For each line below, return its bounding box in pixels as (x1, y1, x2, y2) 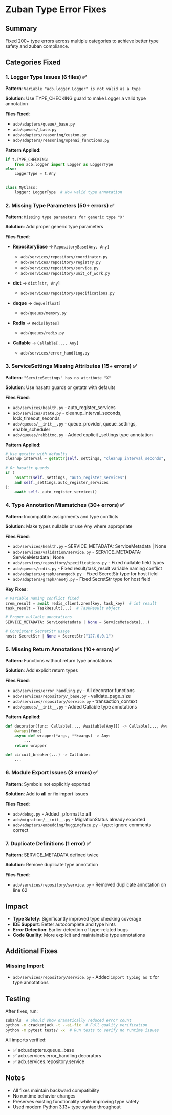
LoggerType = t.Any (14, 171, 56, 176)
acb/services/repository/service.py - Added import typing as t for (12, 974, 160, 980)
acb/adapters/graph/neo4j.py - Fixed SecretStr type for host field (12, 576, 151, 582)
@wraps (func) (14, 729, 42, 734)
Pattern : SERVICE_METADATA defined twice (5, 852, 99, 858)
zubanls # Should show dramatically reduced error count (5, 1018, 132, 1023)
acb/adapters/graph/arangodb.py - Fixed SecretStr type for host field (12, 570, 158, 577)
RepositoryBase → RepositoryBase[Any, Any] (12, 243, 110, 250)
